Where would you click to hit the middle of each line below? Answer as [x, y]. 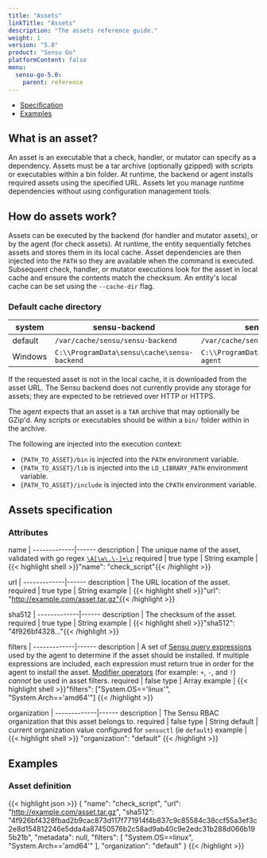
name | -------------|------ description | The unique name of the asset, [124, 550]
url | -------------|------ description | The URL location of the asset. [119, 583]
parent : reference [53, 82]
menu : [17, 68]
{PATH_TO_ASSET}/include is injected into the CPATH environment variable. [138, 485]
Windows [30, 357]
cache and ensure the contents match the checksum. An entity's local [122, 278]
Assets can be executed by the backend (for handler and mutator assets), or [133, 236]
